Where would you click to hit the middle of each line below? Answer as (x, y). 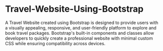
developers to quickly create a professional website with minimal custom (79, 38)
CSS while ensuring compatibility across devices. (55, 43)
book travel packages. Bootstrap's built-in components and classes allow (80, 33)
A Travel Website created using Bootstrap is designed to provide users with (82, 23)
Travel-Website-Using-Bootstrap (74, 9)
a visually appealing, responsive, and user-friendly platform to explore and (81, 27)
